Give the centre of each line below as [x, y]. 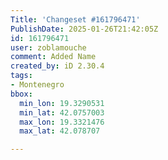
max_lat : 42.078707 [60, 131]
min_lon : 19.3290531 [62, 103]
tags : [21, 76]
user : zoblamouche [48, 47]
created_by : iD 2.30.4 [57, 66]
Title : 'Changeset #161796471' [75, 19]
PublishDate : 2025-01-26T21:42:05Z [84, 29]
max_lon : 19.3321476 [62, 122]
